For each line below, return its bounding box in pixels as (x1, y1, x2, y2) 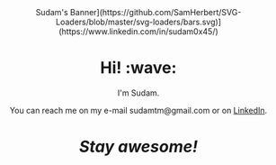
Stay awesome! (78, 137, 199, 157)
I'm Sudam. (117, 87, 160, 98)
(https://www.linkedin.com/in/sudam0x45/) (58, 26, 218, 37)
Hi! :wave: (100, 58, 177, 78)
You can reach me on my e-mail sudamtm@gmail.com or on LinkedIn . (9, 105, 268, 115)
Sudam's (35, 7, 68, 17)
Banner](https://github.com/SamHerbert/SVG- (69, 7, 242, 17)
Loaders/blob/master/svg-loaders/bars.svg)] (56, 16, 221, 27)
